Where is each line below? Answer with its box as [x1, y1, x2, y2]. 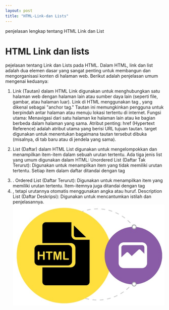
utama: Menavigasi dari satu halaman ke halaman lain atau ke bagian [12, 115, 155, 121]
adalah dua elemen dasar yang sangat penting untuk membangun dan [5, 68, 151, 74]
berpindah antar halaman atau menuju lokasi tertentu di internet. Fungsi [12, 110, 161, 116]
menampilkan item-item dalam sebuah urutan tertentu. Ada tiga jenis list [12, 151, 162, 158]
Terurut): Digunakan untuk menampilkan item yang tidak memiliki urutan [12, 162, 162, 169]
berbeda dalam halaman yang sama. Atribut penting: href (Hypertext [12, 120, 155, 126]
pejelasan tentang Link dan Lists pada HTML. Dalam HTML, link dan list [5, 62, 153, 68]
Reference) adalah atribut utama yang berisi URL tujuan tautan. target [12, 126, 157, 132]
